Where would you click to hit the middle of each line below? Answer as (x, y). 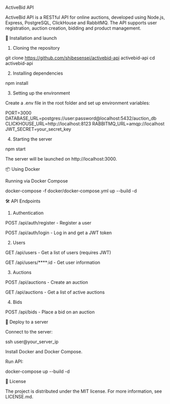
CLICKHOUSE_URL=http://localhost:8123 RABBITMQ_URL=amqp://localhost (85, 124)
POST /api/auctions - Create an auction (47, 282)
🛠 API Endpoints (23, 201)
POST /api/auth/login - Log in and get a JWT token (59, 233)
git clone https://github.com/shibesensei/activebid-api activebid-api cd (80, 58)
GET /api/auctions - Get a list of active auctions (55, 292)
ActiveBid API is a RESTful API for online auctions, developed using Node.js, (85, 17)
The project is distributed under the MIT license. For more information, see (84, 391)
